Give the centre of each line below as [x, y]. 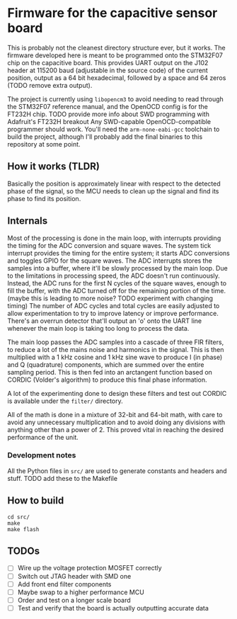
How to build [36, 501]
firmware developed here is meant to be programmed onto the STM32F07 [115, 55]
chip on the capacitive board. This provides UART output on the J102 [108, 62]
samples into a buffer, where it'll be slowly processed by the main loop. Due [117, 268]
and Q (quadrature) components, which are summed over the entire [106, 364]
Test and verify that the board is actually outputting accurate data [113, 608]
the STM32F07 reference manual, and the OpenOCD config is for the [108, 106]
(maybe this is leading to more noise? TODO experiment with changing [110, 298]
